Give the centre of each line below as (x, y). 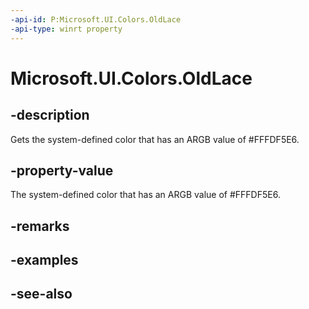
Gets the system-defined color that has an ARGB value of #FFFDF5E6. (155, 139)
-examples (44, 260)
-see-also (41, 294)
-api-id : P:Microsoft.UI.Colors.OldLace (96, 19)
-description (50, 115)
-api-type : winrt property (66, 29)
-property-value (62, 170)
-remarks (40, 226)
